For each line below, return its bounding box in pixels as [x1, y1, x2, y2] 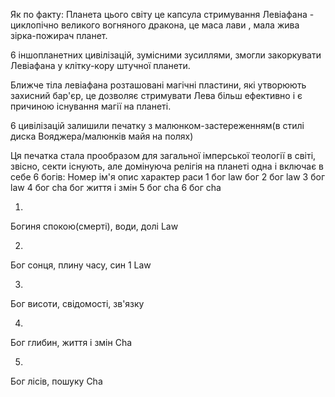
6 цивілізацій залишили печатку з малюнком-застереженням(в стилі [10, 120, 305, 131]
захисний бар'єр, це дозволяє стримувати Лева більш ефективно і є [10, 90, 303, 101]
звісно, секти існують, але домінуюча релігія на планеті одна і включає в [10, 160, 324, 172]
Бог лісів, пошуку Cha [10, 375, 103, 387]
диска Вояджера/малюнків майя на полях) [10, 130, 194, 142]
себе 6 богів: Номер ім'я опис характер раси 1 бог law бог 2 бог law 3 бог [10, 171, 326, 183]
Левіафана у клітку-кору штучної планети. [10, 60, 191, 71]
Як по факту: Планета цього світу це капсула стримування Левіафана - [10, 9, 315, 20]
